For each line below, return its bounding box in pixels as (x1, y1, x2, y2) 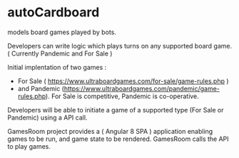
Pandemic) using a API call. (7, 113, 88, 122)
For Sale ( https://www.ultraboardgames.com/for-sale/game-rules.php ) (17, 76, 230, 85)
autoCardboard (7, 4, 100, 21)
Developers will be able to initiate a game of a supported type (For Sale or (7, 105, 224, 114)
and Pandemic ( (17, 84, 64, 93)
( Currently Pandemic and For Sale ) (7, 49, 113, 58)
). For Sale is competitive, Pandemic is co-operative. (45, 92, 200, 100)
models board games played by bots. (7, 28, 116, 36)
